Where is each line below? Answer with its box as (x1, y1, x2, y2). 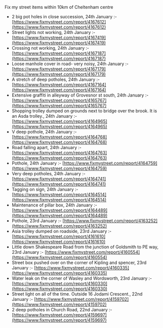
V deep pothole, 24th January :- (11, 129, 77, 134)
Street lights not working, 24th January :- (11, 30, 96, 35)
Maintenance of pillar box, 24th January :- (11, 202, 97, 208)
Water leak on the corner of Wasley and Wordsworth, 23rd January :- (11, 275, 152, 281)
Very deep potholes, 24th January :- (11, 171, 85, 176)
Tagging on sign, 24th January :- (11, 187, 79, 192)
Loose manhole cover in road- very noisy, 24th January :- (11, 61, 129, 66)
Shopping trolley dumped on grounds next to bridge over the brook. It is (11, 108, 158, 114)
